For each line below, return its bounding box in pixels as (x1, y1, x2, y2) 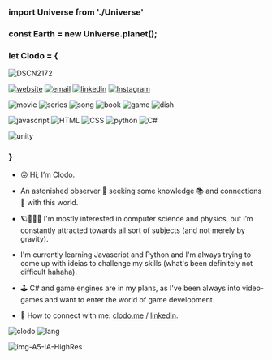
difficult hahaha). (19, 267, 77, 277)
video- (242, 283, 265, 294)
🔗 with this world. (19, 198, 79, 208)
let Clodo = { (8, 49, 58, 61)
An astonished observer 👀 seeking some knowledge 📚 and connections (19, 186, 262, 196)
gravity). (19, 234, 49, 244)
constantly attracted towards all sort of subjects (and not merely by (19, 225, 246, 235)
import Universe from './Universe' (8, 6, 144, 18)
